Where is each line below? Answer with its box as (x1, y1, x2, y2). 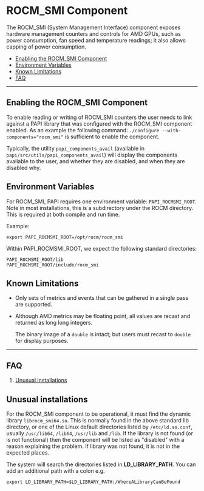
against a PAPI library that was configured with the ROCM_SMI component (6, 120, 192, 127)
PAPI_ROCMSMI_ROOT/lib (6, 256, 64, 263)
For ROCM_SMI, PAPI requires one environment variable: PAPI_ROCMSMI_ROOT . (6, 198, 197, 205)
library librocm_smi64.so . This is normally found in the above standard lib (6, 417, 189, 424)
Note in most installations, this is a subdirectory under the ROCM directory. (6, 204, 194, 211)
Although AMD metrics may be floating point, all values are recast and (15, 313, 191, 320)
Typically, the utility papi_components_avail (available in (6, 144, 144, 152)
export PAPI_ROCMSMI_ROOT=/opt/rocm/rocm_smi (6, 234, 123, 240)
